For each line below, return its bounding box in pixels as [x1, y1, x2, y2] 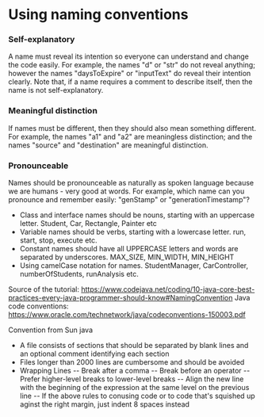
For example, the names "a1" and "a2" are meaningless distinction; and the [8, 132, 253, 141]
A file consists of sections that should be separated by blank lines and [19, 341, 249, 350]
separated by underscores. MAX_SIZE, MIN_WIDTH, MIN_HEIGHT [19, 252, 235, 262]
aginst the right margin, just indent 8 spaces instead [19, 400, 190, 409]
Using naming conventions [8, 6, 189, 24]
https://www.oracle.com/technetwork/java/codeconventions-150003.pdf [8, 310, 246, 319]
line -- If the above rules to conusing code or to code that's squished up [19, 391, 255, 401]
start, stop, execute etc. [19, 235, 98, 245]
